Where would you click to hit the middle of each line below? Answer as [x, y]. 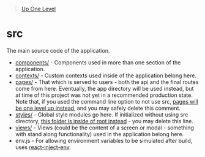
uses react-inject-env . [43, 147]
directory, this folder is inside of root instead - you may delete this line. [104, 121]
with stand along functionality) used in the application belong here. [99, 134]
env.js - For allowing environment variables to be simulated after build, [104, 140]
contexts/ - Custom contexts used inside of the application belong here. [106, 75]
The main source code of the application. [58, 50]
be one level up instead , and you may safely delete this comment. [98, 108]
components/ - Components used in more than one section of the [98, 62]
